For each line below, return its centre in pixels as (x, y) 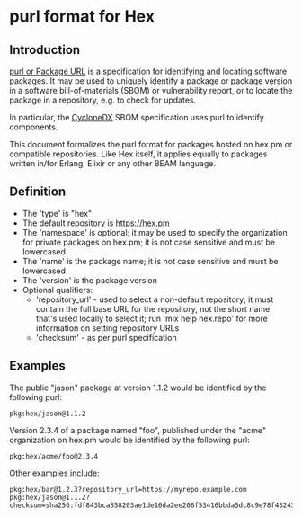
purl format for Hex (82, 17)
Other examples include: (55, 473)
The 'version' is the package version (89, 280)
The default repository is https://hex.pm (96, 223)
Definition (37, 192)
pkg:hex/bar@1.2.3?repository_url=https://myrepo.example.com (128, 489)
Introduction (45, 50)
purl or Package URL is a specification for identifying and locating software (148, 71)
